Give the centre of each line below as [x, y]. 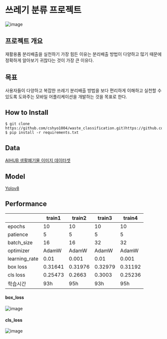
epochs [16, 226]
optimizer [19, 251]
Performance [26, 204]
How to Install [27, 112]
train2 [79, 218]
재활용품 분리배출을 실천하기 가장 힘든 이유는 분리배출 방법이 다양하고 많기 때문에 [83, 54]
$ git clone [17, 124]
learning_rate [23, 258]
